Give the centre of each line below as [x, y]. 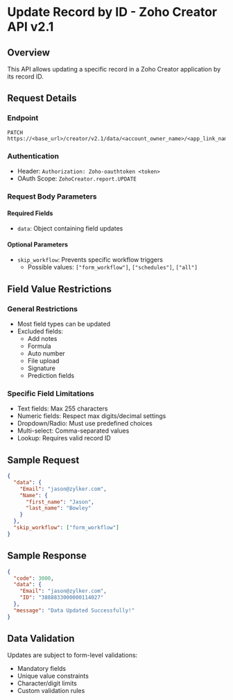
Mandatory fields [42, 669]
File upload [43, 361]
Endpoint [23, 118]
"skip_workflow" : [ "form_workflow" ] [66, 528]
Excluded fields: [40, 331]
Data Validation [41, 639]
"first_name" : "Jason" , [60, 502]
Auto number [46, 353]
